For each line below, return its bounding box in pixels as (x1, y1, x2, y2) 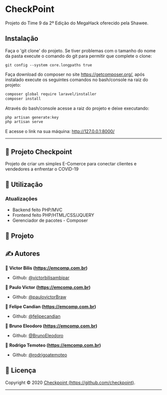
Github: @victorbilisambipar (12, 274, 70, 280)
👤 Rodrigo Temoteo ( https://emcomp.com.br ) (5, 342, 101, 348)
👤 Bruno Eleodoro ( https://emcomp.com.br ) (5, 323, 98, 329)
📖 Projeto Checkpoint (5, 147, 73, 156)
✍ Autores (5, 249, 40, 258)
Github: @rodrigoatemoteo (12, 352, 67, 358)
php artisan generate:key (5, 115, 59, 120)
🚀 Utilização (5, 180, 43, 189)
